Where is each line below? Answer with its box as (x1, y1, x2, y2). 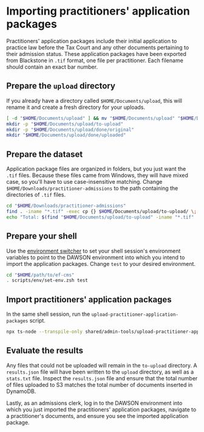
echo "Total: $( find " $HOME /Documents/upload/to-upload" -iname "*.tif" (6, 214, 194, 220)
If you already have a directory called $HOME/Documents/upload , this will (6, 97, 182, 104)
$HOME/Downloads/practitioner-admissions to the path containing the (6, 184, 178, 192)
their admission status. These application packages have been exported (6, 50, 186, 57)
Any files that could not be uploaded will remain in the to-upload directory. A (6, 361, 197, 369)
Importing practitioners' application (6, 4, 190, 18)
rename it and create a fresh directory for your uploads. (6, 103, 146, 111)
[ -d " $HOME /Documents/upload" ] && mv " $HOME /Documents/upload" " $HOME (6, 115, 194, 121)
